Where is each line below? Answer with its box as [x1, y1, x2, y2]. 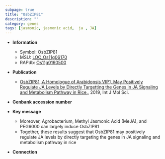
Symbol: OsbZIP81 [19, 49, 58, 55]
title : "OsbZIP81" [5, 12, 43, 17]
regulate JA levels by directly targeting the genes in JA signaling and [19, 134, 161, 140]
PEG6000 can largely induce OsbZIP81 [19, 124, 99, 130]
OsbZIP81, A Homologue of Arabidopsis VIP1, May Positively [19, 79, 143, 85]
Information [12, 39, 38, 45]
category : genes [5, 21, 39, 26]
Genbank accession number [12, 99, 72, 105]
